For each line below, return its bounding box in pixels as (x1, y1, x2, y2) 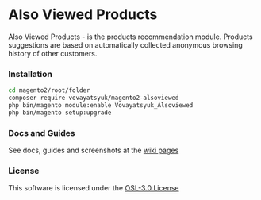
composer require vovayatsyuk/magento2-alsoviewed (8, 94, 179, 102)
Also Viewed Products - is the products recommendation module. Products (8, 32, 253, 41)
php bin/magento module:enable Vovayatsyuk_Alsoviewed (8, 101, 194, 109)
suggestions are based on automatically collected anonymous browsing (8, 40, 244, 49)
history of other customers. (8, 48, 98, 58)
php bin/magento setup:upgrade (8, 109, 112, 117)
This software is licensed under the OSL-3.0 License (8, 183, 179, 193)
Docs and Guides (8, 127, 75, 138)
